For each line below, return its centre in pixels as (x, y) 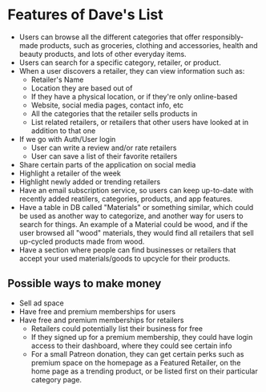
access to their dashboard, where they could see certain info (131, 346)
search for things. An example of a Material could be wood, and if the (133, 224)
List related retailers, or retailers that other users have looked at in (140, 122)
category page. (56, 379)
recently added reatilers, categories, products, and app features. (126, 199)
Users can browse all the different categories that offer (110, 37)
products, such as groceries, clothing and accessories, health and (149, 45)
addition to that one (63, 131)
